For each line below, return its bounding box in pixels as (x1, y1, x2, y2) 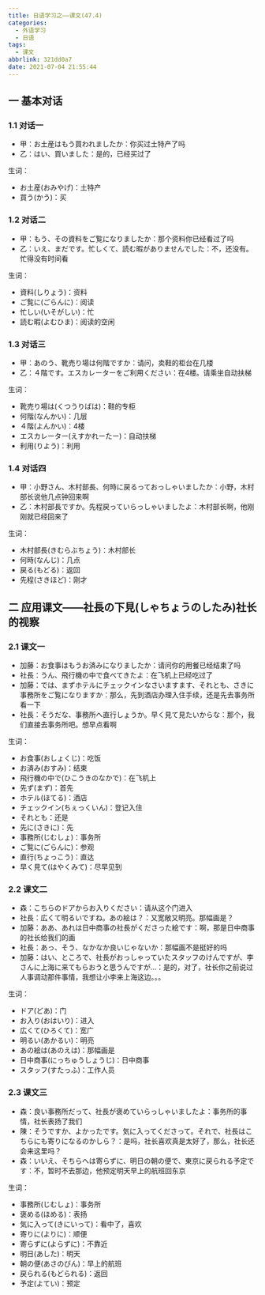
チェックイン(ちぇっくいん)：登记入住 (19, 803, 144, 813)
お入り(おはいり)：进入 (19, 1016, 95, 1025)
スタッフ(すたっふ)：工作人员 (19, 1065, 116, 1075)
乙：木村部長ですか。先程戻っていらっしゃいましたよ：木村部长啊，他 (19, 502, 248, 512)
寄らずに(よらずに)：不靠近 (19, 1239, 108, 1248)
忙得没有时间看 (19, 254, 69, 263)
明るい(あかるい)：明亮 (19, 1036, 95, 1045)
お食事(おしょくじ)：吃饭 (19, 753, 102, 763)
